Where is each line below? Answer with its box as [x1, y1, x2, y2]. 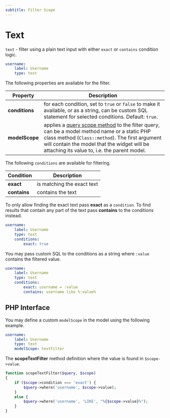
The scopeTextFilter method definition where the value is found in [5, 356, 144, 362]
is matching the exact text [37, 181, 98, 188]
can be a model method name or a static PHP [44, 128, 151, 135]
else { [14, 394, 28, 399]
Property [12, 92, 34, 99]
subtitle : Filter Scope [5, 7, 56, 13]
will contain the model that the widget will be [44, 141, 150, 148]
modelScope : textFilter [14, 346, 65, 351]
